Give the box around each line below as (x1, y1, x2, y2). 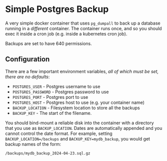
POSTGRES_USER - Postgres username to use (12, 83, 100, 89)
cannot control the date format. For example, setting (5, 130, 112, 136)
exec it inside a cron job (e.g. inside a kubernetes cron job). (5, 31, 127, 37)
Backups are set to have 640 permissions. (5, 40, 92, 46)
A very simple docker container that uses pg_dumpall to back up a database (5, 20, 161, 26)
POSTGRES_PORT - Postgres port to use (12, 94, 88, 100)
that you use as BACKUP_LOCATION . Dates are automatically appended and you (5, 125, 162, 131)
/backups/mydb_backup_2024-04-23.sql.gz (5, 150, 91, 156)
